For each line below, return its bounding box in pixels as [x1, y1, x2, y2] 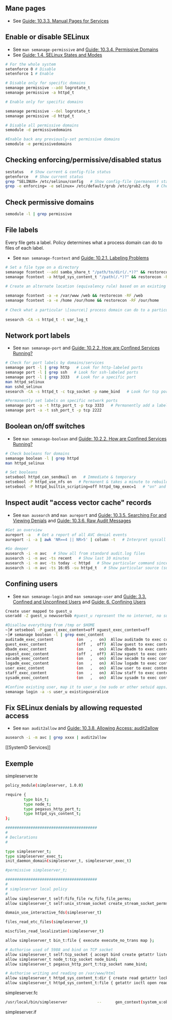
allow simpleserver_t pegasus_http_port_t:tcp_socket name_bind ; [5, 961, 147, 967]
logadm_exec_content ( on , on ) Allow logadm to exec [5, 661, 157, 666]
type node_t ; [24, 802, 52, 807]
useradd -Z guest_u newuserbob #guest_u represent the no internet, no [5, 614, 161, 619]
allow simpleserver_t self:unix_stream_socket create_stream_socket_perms [5, 901, 168, 906]
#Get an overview [5, 527, 42, 532]
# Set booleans [5, 470, 38, 475]
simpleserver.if [5, 1009, 37, 1015]
